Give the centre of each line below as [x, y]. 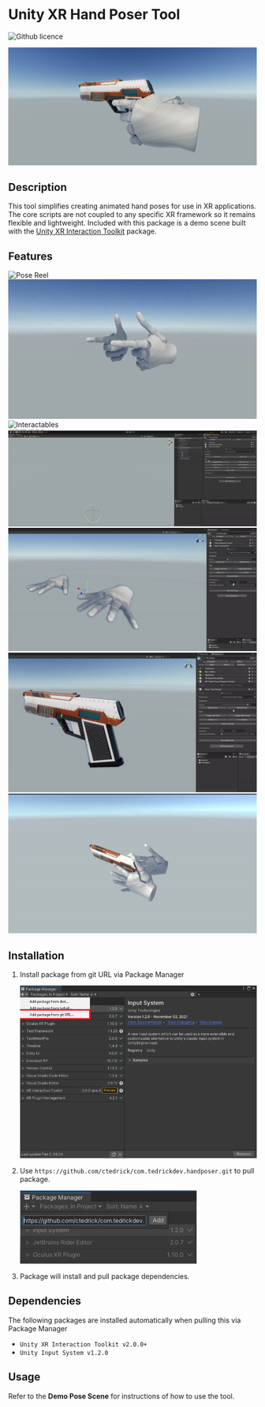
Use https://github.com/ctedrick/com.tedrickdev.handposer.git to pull [137, 1170]
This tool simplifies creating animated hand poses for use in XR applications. [132, 206]
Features [30, 256]
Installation [36, 955]
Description [37, 187]
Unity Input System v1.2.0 [64, 1353]
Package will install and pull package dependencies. [105, 1276]
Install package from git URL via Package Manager [102, 975]
